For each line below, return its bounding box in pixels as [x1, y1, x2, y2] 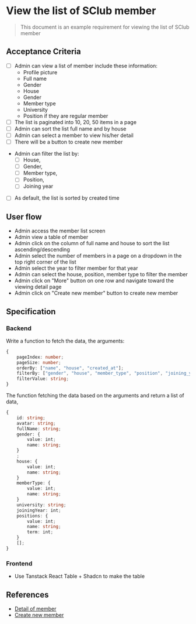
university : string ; [16, 502, 66, 508]
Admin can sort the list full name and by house [14, 125, 127, 132]
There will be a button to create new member [14, 139, 123, 145]
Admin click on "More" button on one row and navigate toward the [14, 277, 174, 284]
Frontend [6, 559, 33, 567]
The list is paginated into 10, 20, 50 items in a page [14, 118, 137, 125]
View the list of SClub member [6, 4, 156, 18]
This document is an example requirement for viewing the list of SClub [20, 23, 190, 30]
